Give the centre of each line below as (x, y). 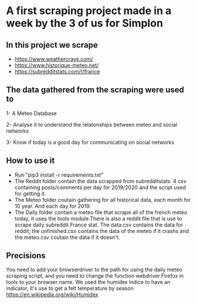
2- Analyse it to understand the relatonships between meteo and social (92, 124)
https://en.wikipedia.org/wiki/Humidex (52, 295)
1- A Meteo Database (32, 113)
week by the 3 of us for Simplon (84, 23)
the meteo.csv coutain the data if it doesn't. (67, 237)
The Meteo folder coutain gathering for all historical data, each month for (103, 200)
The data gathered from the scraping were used (95, 90)
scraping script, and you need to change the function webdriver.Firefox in (95, 276)
